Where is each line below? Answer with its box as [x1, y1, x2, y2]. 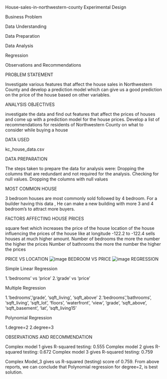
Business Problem [5, 14, 42, 19]
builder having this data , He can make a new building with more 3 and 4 [5, 201, 154, 206]
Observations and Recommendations [5, 62, 81, 68]
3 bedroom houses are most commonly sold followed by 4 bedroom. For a [5, 195, 158, 201]
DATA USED [5, 137, 30, 142]
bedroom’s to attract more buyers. [5, 206, 75, 212]
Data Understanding [5, 23, 47, 29]
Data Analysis [5, 43, 33, 49]
